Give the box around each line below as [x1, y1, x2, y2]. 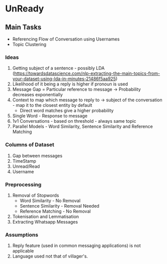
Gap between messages [12, 153, 63, 159]
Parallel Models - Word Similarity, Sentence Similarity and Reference [12, 123, 153, 130]
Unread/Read [12, 163, 40, 169]
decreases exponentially [12, 92, 63, 98]
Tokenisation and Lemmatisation [12, 213, 79, 220]
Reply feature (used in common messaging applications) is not [12, 243, 141, 249]
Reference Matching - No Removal [19, 208, 91, 214]
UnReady [5, 3, 44, 14]
